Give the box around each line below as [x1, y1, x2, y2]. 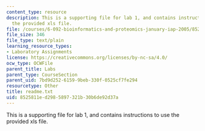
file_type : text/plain [6, 37, 64, 43]
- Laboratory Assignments [6, 49, 72, 55]
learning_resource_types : [6, 43, 72, 50]
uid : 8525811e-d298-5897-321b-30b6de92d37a [6, 94, 119, 100]
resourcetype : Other [6, 83, 59, 89]
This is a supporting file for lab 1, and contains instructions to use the [6, 111, 180, 118]
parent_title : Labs [6, 65, 56, 72]
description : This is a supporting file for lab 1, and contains [6, 15, 176, 21]
